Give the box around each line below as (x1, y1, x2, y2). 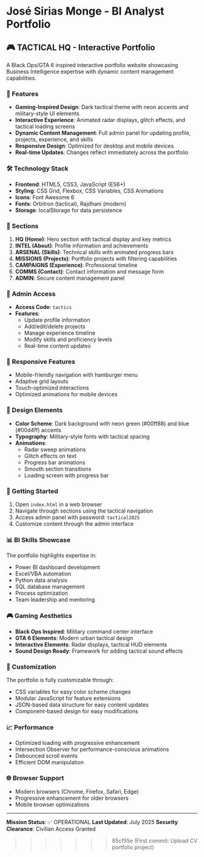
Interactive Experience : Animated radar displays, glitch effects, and (15, 116, 186, 124)
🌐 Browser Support (6, 774, 64, 783)
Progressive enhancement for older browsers (15, 794, 129, 802)
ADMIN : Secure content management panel (15, 274, 125, 282)
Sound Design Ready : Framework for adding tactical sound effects (15, 647, 183, 655)
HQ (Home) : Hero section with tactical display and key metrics (15, 235, 172, 243)
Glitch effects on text (24, 452, 77, 460)
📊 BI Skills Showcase (6, 536, 71, 544)
